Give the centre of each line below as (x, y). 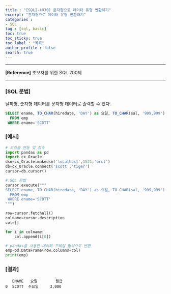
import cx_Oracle (24, 157)
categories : (19, 19)
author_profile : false (31, 48)
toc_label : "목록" (25, 43)
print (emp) (17, 255)
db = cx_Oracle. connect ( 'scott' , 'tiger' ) (48, 167)
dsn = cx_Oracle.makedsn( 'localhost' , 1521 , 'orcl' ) (58, 162)
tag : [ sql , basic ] (26, 29)
